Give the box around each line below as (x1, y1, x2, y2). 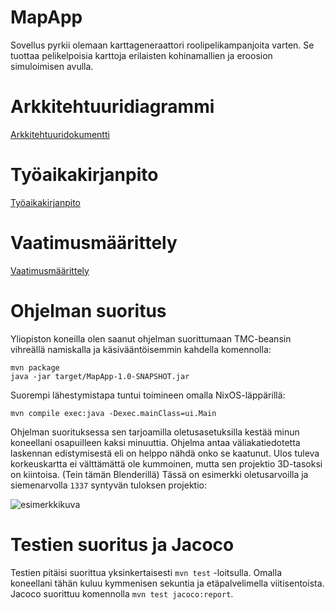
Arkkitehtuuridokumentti (10, 128, 110, 140)
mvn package (10, 362, 60, 373)
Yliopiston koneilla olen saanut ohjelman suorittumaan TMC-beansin (10, 332, 292, 345)
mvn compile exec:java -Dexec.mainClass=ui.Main (10, 408, 217, 418)
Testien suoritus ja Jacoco (10, 533, 235, 556)
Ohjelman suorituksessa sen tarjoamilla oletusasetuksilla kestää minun (10, 426, 300, 438)
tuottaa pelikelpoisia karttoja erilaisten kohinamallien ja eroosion (10, 49, 273, 61)
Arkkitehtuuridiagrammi (10, 96, 215, 118)
